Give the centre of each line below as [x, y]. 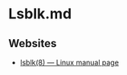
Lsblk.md [40, 14]
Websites [33, 43]
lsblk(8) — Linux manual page [69, 62]
